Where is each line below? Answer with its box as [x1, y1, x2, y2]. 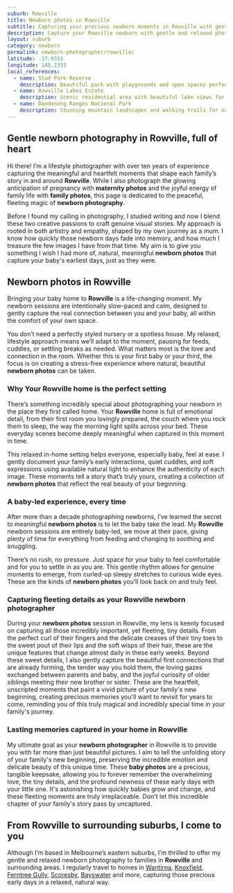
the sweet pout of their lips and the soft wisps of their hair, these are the [7, 642, 214, 650]
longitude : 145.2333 [7, 62, 67, 69]
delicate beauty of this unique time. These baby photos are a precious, [7, 763, 210, 771]
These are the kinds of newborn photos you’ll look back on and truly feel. [7, 577, 218, 585]
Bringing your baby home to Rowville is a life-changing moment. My [7, 294, 202, 303]
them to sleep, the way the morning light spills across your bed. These [7, 422, 208, 430]
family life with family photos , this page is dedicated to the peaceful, [7, 191, 205, 200]
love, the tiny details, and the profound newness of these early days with [7, 777, 215, 786]
